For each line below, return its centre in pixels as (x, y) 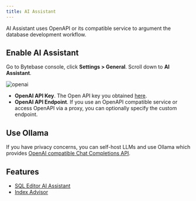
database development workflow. (46, 34)
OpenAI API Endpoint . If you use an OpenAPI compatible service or (96, 102)
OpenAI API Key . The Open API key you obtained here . (81, 96)
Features (23, 171)
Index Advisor (31, 192)
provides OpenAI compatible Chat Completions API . (68, 154)
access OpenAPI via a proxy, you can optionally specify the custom (96, 108)
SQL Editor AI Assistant (42, 186)
